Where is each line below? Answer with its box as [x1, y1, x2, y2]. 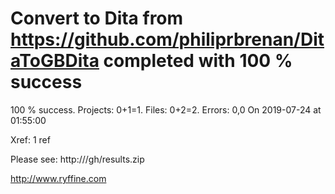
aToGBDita [10, 50, 100, 72]
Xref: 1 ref [10, 133, 51, 146]
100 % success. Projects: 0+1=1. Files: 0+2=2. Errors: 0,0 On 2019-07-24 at [10, 103, 322, 116]
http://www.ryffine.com [10, 172, 107, 184]
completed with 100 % [103, 50, 293, 72]
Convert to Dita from [10, 7, 184, 30]
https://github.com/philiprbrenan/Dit [10, 28, 325, 51]
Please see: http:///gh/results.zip [10, 153, 145, 165]
